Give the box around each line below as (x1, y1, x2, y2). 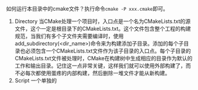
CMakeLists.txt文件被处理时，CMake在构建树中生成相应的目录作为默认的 (14, 55, 193, 62)
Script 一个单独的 (14, 77, 57, 84)
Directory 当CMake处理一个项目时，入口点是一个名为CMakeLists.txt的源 (14, 18, 191, 25)
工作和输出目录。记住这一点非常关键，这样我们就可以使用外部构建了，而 (14, 62, 191, 69)
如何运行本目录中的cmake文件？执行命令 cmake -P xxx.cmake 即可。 (6, 5, 168, 12)
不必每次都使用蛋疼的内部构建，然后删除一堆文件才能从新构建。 (14, 70, 170, 76)
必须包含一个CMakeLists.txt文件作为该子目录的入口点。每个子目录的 (25, 47, 191, 54)
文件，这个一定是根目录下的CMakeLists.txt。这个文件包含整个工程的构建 (14, 25, 191, 32)
